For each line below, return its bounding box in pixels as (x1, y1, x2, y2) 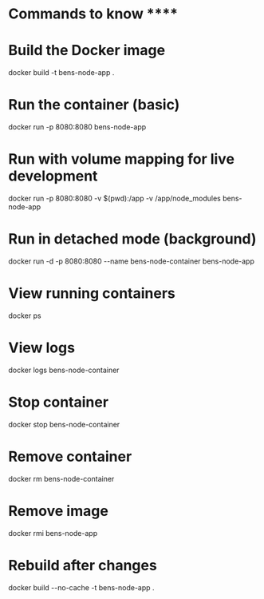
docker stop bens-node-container (8, 419, 120, 429)
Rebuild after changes (8, 556, 157, 574)
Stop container (8, 393, 109, 411)
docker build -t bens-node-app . (8, 68, 115, 77)
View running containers (8, 284, 175, 303)
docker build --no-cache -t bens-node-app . (8, 582, 155, 592)
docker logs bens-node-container (8, 365, 120, 375)
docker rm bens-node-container (8, 474, 115, 483)
